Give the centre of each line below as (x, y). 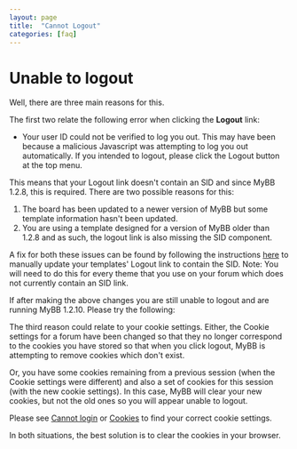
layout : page (33, 17)
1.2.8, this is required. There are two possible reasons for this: (122, 192)
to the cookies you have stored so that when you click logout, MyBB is (137, 346)
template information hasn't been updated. (100, 219)
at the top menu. (52, 165)
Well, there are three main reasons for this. (87, 102)
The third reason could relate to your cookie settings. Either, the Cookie (139, 327)
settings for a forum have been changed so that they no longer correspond (146, 337)
